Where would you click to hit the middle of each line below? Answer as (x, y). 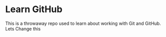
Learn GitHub (34, 9)
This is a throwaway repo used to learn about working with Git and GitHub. (83, 23)
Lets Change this (23, 28)
